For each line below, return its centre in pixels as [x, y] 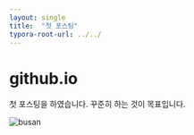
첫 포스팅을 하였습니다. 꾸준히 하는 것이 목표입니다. [97, 105]
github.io [44, 78]
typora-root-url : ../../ [55, 34]
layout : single [38, 17]
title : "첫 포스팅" [44, 26]
